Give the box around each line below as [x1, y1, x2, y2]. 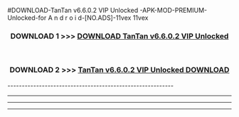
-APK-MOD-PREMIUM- [139, 6, 208, 14]
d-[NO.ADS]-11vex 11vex [78, 13, 149, 22]
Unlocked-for [7, 13, 47, 22]
